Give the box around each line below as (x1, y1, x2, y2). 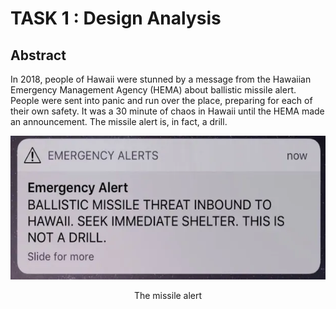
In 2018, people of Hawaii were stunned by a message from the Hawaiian (10, 73, 312, 85)
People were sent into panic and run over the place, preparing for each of (10, 95, 313, 106)
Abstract (10, 47, 67, 64)
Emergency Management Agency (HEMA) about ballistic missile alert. (10, 84, 297, 96)
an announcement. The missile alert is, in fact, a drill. (10, 116, 228, 127)
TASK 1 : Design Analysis (10, 7, 222, 30)
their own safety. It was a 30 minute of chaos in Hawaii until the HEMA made (10, 105, 325, 117)
